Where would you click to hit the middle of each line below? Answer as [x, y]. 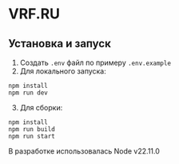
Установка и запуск [60, 44]
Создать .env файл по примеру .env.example [95, 62]
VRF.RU [34, 14]
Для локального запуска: [63, 71]
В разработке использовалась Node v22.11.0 [84, 151]
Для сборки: [41, 108]
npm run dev [28, 93]
